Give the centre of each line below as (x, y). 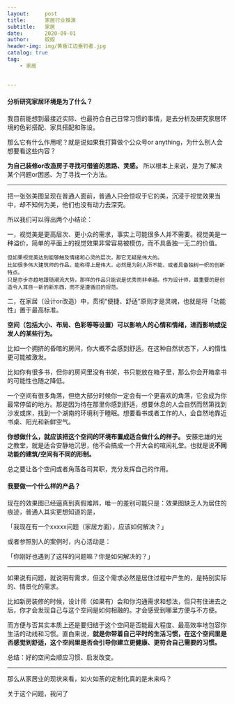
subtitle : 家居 (31, 27)
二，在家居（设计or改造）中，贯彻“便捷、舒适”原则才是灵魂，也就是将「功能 (117, 301)
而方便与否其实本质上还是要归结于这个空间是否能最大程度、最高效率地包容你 (117, 625)
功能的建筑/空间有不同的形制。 (51, 454)
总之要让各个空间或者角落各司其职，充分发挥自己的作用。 (89, 468)
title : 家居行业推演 (42, 20)
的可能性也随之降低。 (38, 380)
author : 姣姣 (31, 40)
